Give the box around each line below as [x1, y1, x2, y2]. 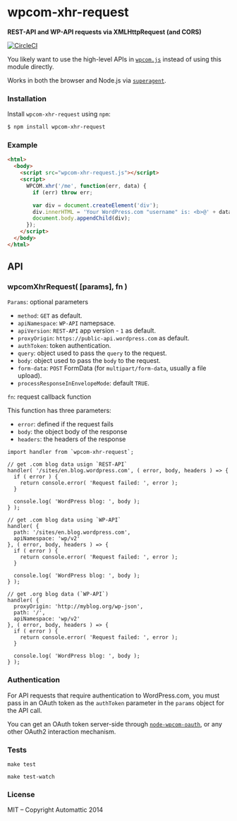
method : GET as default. [17, 311, 83, 320]
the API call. [7, 706, 42, 714]
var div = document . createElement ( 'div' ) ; [32, 202, 159, 209]
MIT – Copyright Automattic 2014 [7, 805, 104, 814]
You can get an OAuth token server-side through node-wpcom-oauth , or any [7, 719, 222, 728]
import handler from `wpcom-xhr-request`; [7, 449, 134, 456]
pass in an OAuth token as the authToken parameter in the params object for [7, 698, 224, 707]
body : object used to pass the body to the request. [17, 356, 161, 365]
